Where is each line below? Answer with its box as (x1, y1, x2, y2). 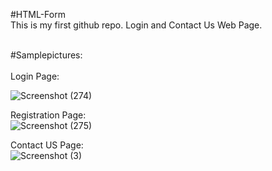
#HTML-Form (10, 9, 66, 20)
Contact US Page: (10, 139, 84, 151)
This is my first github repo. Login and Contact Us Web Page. (10, 19, 263, 31)
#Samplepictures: (10, 49, 83, 61)
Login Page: (10, 70, 60, 82)
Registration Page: (10, 109, 87, 121)
